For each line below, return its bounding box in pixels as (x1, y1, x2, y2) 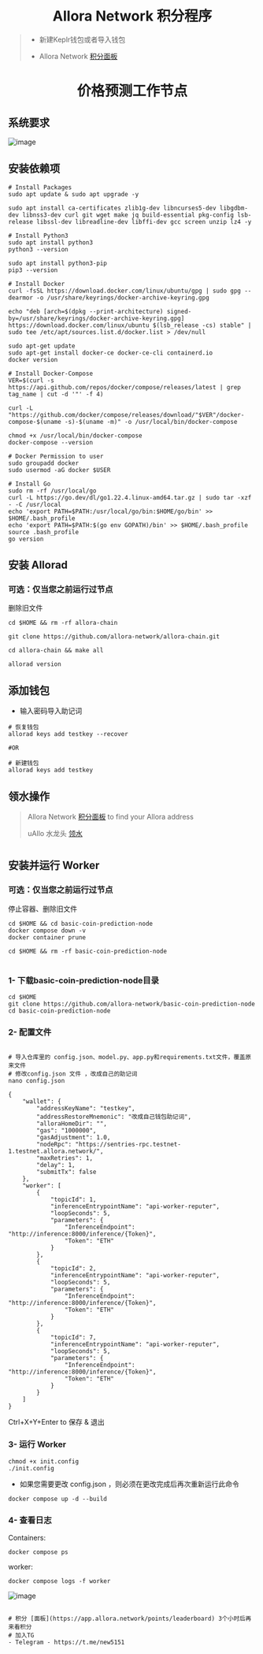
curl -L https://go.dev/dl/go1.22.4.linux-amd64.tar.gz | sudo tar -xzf (8, 493, 252, 501)
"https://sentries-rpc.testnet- (75, 1140, 181, 1149)
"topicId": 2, (50, 1265, 97, 1273)
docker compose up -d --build (8, 1495, 108, 1503)
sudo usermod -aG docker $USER (8, 466, 111, 474)
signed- (166, 307, 192, 315)
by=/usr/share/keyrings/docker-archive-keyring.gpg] (8, 314, 185, 322)
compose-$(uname (8, 418, 61, 426)
